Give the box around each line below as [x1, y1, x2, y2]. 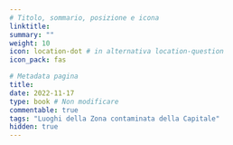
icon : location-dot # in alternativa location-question [9, 47, 224, 56]
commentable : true [9, 105, 79, 114]
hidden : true [9, 122, 59, 131]
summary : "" [9, 30, 54, 39]
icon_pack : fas [9, 55, 67, 64]
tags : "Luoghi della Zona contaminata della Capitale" [9, 114, 220, 123]
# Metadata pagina [9, 72, 79, 82]
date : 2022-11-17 [9, 88, 75, 98]
